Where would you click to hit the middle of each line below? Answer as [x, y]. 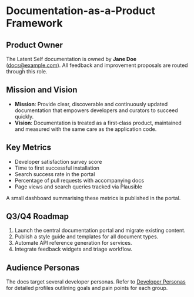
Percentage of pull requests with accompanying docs [79, 180]
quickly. [24, 116]
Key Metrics [29, 148]
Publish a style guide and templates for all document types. [86, 237]
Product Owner [35, 45]
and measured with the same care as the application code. [86, 129]
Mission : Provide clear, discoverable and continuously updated [91, 104]
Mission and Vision [42, 90]
